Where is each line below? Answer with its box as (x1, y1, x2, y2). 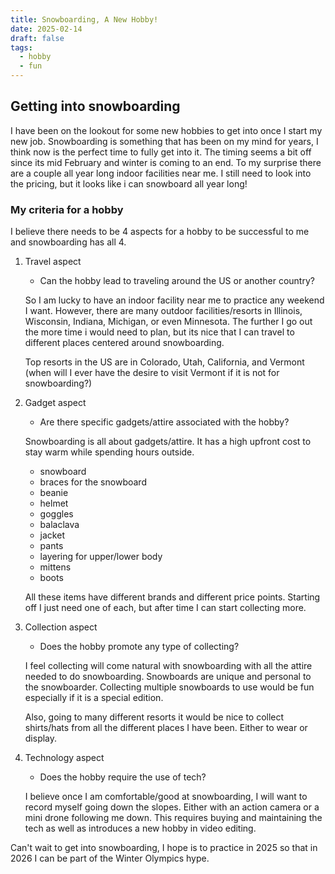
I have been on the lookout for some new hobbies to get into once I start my (10, 124, 323, 136)
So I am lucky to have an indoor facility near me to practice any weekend (24, 294, 325, 306)
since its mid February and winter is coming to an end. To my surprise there (10, 156, 322, 168)
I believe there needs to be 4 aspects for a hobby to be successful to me (10, 226, 310, 238)
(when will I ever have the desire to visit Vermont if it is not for (24, 367, 280, 379)
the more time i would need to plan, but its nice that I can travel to (24, 326, 295, 338)
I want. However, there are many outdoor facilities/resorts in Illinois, (24, 305, 303, 317)
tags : (10, 42, 33, 53)
